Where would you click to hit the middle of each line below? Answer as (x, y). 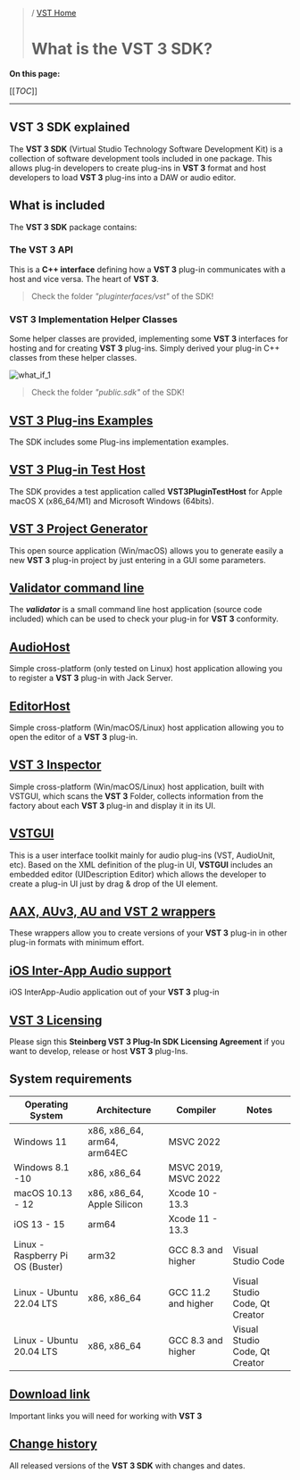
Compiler (196, 1110)
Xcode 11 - (193, 1218)
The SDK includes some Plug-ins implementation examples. (119, 442)
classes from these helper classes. (73, 358)
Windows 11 (40, 1142)
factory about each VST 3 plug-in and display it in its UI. (112, 805)
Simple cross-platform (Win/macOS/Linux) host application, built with (137, 786)
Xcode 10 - (193, 1193)
